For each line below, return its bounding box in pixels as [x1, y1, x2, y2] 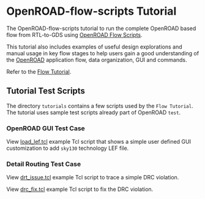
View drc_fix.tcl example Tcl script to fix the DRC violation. [6, 185, 154, 193]
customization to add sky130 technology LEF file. [6, 144, 129, 152]
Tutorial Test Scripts [6, 86, 86, 96]
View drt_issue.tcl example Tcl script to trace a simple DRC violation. [6, 174, 179, 181]
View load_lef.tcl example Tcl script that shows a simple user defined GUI [6, 138, 192, 146]
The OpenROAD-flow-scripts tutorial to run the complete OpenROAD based [6, 25, 196, 32]
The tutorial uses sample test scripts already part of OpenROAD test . [6, 109, 181, 116]
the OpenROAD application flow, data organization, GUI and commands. [6, 56, 187, 63]
